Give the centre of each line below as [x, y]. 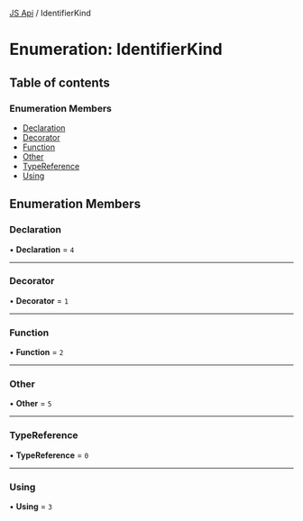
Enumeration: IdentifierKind [116, 50]
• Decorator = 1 [39, 300]
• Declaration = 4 [42, 249]
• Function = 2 [37, 352]
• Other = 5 [31, 404]
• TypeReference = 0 [49, 455]
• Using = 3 [31, 507]
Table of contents [60, 82]
